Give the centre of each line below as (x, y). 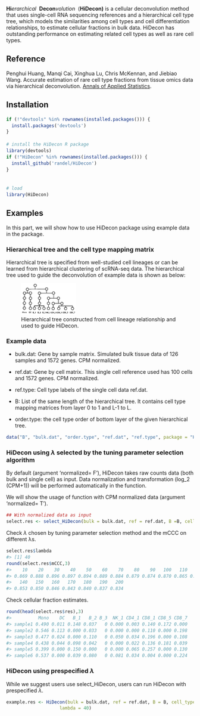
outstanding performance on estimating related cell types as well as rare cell (100, 34)
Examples (25, 213)
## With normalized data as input (49, 515)
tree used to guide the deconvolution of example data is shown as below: (96, 275)
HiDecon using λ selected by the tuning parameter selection (95, 452)
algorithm (21, 460)
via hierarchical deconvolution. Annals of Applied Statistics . (79, 86)
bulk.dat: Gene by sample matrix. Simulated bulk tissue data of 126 (96, 354)
